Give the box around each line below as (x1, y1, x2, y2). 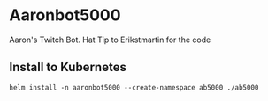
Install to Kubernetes (9, 60, 126, 75)
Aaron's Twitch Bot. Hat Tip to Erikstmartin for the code (9, 34, 211, 45)
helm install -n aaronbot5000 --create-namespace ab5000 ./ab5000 (9, 83, 259, 92)
